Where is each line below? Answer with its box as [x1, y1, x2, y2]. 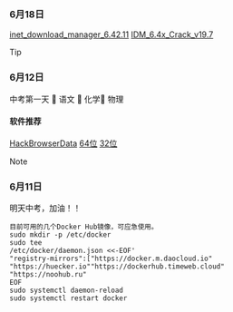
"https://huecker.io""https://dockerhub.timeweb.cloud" [9, 262, 225, 271]
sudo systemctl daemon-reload [9, 286, 124, 296]
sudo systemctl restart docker [9, 294, 128, 303]
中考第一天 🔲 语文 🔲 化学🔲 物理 [9, 93, 124, 104]
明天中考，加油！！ [9, 202, 82, 214]
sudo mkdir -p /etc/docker [9, 230, 112, 239]
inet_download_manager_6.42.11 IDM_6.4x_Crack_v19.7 [9, 29, 214, 40]
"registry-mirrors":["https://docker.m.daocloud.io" [9, 254, 213, 264]
